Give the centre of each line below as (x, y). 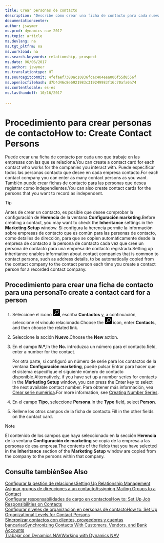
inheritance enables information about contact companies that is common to (82, 254)
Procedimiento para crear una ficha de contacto (79, 285)
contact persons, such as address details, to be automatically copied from (80, 259)
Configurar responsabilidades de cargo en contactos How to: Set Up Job (78, 499)
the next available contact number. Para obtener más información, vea (83, 387)
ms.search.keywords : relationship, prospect (51, 57)
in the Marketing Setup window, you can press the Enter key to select (82, 382)
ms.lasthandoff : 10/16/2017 (34, 93)
